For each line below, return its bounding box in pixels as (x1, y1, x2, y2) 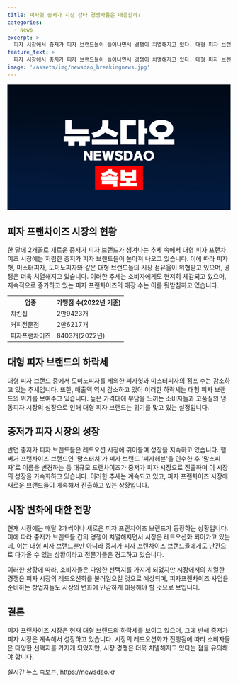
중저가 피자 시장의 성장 (7, 425, 101, 438)
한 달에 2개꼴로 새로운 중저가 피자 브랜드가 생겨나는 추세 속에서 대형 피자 (7, 246, 208, 254)
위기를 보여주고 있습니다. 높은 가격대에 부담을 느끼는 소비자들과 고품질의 (20, 394, 220, 403)
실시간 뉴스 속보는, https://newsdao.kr (7, 667, 115, 676)
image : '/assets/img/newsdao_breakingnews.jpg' (7, 64, 151, 71)
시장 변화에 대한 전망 (7, 503, 91, 516)
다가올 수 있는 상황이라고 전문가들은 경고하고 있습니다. (14, 551, 164, 559)
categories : (7, 18, 42, 26)
